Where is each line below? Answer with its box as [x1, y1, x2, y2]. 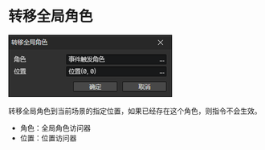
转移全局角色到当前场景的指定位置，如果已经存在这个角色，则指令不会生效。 [8, 106, 262, 116]
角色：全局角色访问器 [19, 123, 91, 132]
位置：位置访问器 [19, 133, 77, 143]
